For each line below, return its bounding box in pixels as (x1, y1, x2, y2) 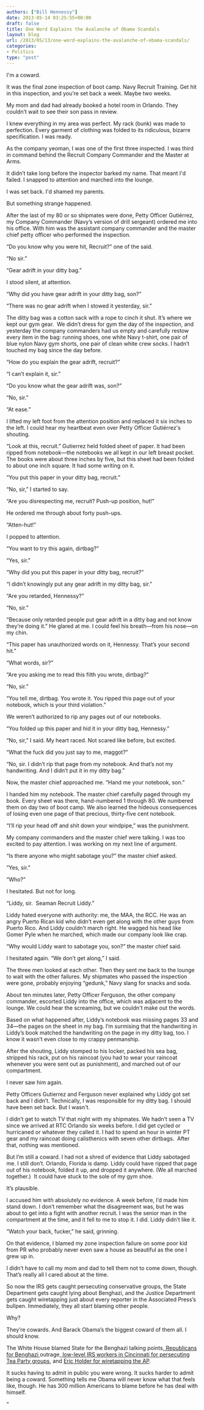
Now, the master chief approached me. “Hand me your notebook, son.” (6, 778, 185, 786)
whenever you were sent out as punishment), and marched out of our (6, 1060, 181, 1068)
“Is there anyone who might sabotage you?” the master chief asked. (6, 852, 177, 859)
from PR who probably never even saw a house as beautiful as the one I (6, 1246, 188, 1253)
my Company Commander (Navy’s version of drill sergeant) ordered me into (6, 218, 197, 225)
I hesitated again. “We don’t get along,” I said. (6, 954, 121, 962)
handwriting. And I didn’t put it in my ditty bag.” (6, 767, 125, 774)
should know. (6, 1332, 40, 1340)
